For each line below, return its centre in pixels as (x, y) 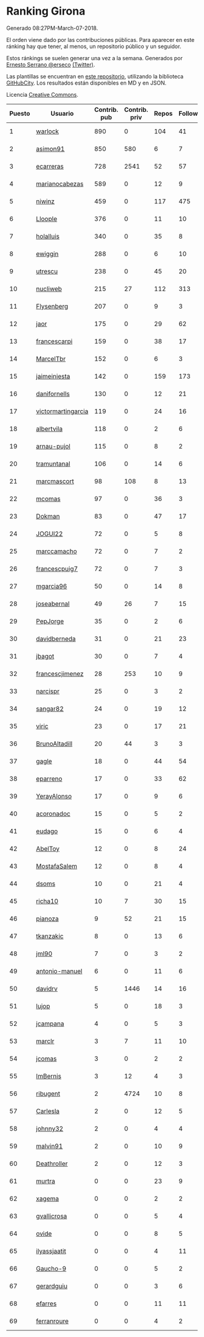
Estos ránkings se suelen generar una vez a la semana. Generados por (95, 58)
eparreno (49, 778)
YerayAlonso (54, 796)
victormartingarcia (62, 411)
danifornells (53, 394)
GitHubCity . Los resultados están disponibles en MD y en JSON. (87, 83)
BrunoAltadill (54, 744)
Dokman (48, 516)
